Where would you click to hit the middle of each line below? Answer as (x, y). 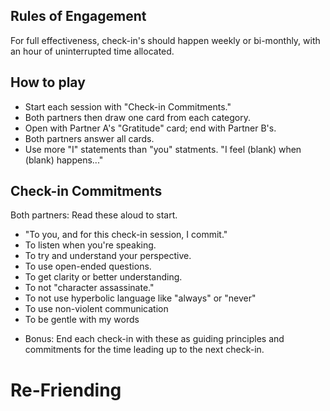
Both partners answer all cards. (89, 138)
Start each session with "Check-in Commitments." (128, 106)
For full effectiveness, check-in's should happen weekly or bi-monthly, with (165, 40)
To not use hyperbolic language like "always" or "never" (140, 298)
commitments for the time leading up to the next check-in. (144, 350)
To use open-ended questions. (88, 266)
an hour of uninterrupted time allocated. (92, 51)
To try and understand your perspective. (108, 256)
